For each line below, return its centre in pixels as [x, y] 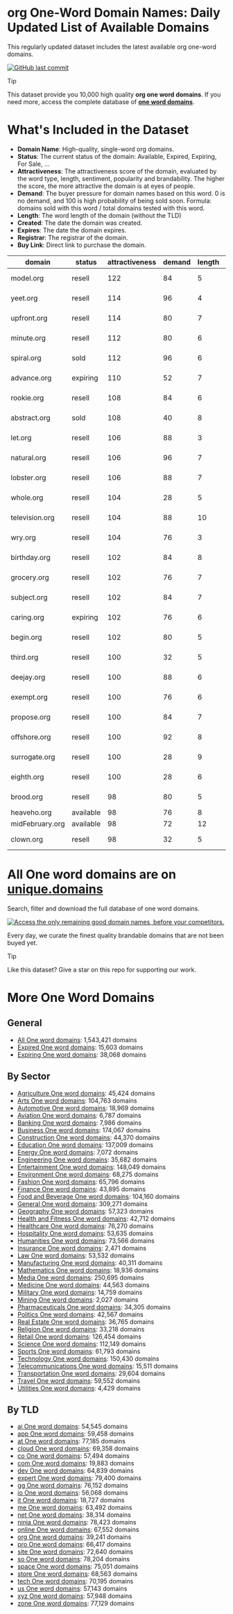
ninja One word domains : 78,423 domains [77, 1522]
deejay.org [28, 677]
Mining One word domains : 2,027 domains [78, 1300]
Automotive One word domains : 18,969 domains [86, 1107]
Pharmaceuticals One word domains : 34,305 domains [94, 1307]
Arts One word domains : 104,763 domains [77, 1101]
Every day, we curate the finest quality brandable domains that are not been [115, 935]
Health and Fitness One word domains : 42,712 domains [96, 1218]
